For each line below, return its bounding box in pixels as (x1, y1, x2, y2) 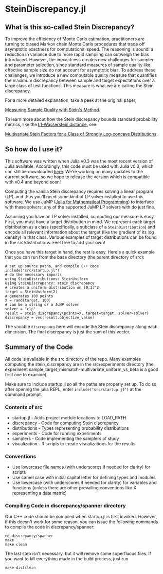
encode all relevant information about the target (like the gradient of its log (5, 229, 154, 235)
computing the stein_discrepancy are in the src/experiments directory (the (5, 361, 154, 367)
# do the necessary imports (5, 272, 62, 277)
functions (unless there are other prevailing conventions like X (12, 485, 137, 491)
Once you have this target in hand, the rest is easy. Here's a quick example (5, 249, 155, 255)
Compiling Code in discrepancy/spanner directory (5, 503, 126, 509)
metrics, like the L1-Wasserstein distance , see (5, 121, 96, 127)
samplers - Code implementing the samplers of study (12, 436, 119, 441)
